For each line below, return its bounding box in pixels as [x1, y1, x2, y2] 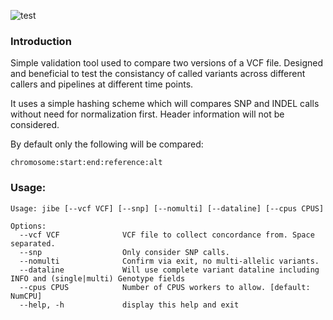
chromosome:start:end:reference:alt [10, 158, 163, 168]
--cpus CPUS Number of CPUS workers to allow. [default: [19, 282, 311, 292]
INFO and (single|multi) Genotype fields [10, 273, 186, 284]
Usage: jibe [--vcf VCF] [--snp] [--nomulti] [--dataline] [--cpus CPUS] [10, 203, 325, 214]
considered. [10, 119, 60, 131]
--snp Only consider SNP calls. [19, 247, 230, 257]
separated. [10, 238, 56, 249]
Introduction [10, 34, 72, 48]
